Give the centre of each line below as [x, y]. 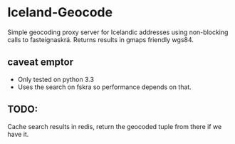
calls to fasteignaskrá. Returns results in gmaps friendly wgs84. [101, 39]
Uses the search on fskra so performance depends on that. [105, 87]
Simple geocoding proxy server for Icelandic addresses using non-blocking [118, 32]
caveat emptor [41, 62]
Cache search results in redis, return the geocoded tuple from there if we [115, 126]
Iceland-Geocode [60, 12]
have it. [18, 134]
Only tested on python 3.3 [56, 79]
